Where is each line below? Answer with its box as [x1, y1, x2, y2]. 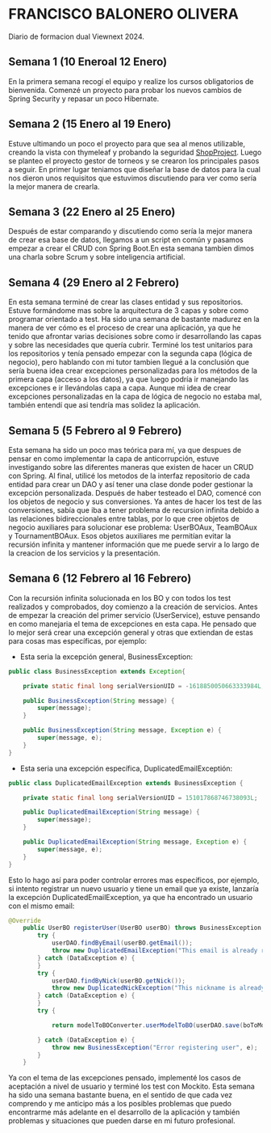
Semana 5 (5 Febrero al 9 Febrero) [8, 424, 182, 438]
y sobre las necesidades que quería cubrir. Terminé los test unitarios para [8, 340, 253, 350]
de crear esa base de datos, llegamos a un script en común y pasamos [8, 235, 244, 245]
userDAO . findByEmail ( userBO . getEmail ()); [51, 939, 194, 947]
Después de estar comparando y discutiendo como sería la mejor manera [8, 226, 252, 236]
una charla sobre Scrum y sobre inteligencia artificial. [8, 252, 186, 262]
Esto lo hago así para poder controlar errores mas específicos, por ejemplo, [8, 875, 260, 885]
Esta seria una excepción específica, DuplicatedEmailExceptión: [19, 763, 233, 773]
